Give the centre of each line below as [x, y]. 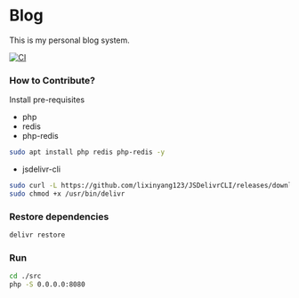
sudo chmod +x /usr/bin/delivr [67, 193]
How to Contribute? [53, 80]
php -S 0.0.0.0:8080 [48, 285]
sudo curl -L [33, 186]
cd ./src [25, 277]
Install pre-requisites [47, 100]
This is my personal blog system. [70, 40]
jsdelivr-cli [41, 169]
